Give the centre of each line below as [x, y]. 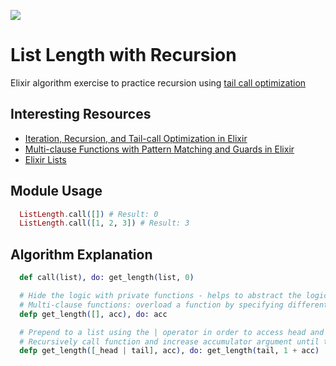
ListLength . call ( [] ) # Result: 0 [89, 214]
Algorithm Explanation [81, 254]
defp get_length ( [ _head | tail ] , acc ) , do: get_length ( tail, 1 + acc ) [169, 351]
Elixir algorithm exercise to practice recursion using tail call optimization [158, 82]
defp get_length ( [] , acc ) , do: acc [93, 314]
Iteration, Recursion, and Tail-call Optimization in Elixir [136, 138]
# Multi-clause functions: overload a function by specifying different [174, 305]
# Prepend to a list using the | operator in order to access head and [172, 332]
